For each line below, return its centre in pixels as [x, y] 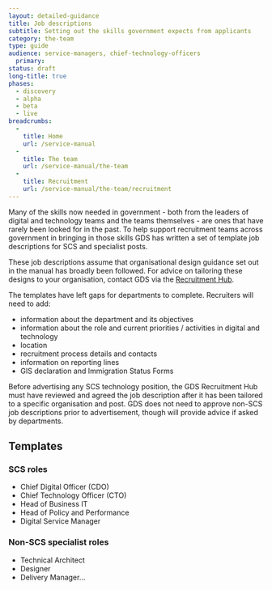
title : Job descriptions [50, 23]
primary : [30, 62]
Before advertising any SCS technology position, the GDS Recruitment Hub [133, 386]
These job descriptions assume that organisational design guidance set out [134, 262]
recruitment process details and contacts [89, 354]
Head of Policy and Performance [74, 513]
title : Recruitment [56, 182]
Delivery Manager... [53, 577]
